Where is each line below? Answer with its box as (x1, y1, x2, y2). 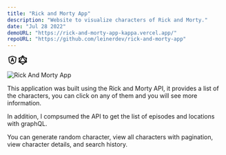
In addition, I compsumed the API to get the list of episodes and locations (7, 112, 215, 121)
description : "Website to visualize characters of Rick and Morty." (7, 17, 208, 23)
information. (7, 99, 42, 107)
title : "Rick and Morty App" (7, 10, 91, 17)
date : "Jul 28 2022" (7, 23, 67, 30)
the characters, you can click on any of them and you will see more (7, 92, 198, 100)
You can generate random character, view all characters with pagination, (7, 133, 214, 141)
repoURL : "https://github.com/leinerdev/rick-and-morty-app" (7, 36, 187, 43)
